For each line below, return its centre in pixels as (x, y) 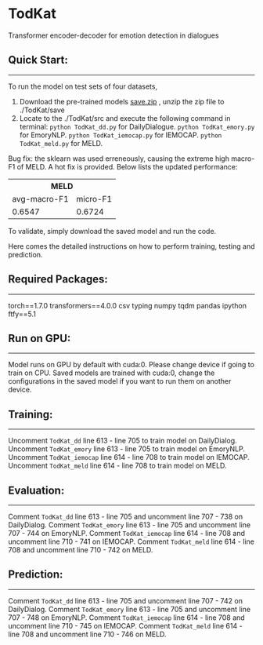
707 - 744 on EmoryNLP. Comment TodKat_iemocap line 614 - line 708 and (126, 533)
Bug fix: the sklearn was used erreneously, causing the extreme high (119, 159)
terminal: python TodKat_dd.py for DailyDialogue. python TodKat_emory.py (137, 126)
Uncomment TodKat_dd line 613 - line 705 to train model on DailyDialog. (122, 441)
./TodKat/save (42, 110)
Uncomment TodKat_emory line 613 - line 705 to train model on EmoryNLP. (126, 449)
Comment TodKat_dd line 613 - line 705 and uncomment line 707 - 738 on (126, 516)
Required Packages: (58, 279)
